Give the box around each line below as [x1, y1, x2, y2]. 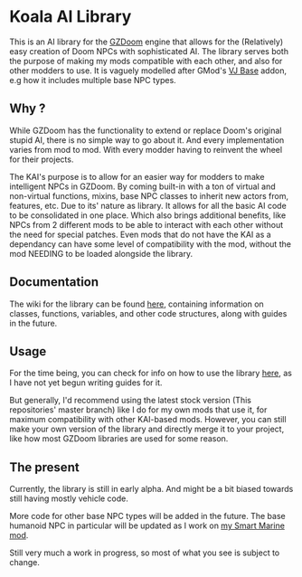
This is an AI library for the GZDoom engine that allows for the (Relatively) [9, 36, 284, 47]
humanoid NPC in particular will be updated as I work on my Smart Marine [9, 520, 285, 531]
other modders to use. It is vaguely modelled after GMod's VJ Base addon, [9, 65, 288, 76]
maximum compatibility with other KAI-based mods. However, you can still [9, 414, 287, 425]
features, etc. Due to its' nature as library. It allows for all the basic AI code [9, 200, 287, 211]
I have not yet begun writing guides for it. [9, 377, 163, 388]
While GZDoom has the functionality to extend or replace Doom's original [9, 125, 282, 136]
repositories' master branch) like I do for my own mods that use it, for [9, 404, 268, 415]
